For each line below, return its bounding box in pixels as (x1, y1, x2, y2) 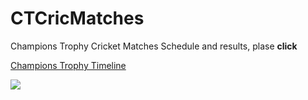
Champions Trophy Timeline (10, 59, 127, 71)
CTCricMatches (10, 7, 145, 30)
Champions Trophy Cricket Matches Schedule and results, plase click (10, 40, 298, 52)
